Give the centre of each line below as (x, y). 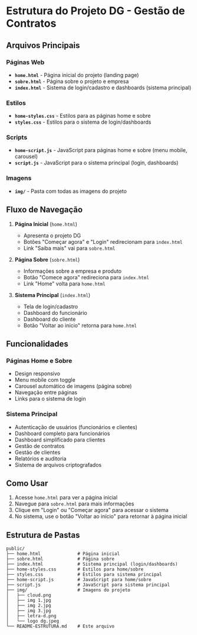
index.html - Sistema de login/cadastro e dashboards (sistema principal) (103, 88)
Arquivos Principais (43, 45)
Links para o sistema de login (50, 399)
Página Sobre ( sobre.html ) (47, 259)
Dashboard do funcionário (55, 312)
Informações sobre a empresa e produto (73, 271)
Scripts (17, 137)
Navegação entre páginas (46, 392)
